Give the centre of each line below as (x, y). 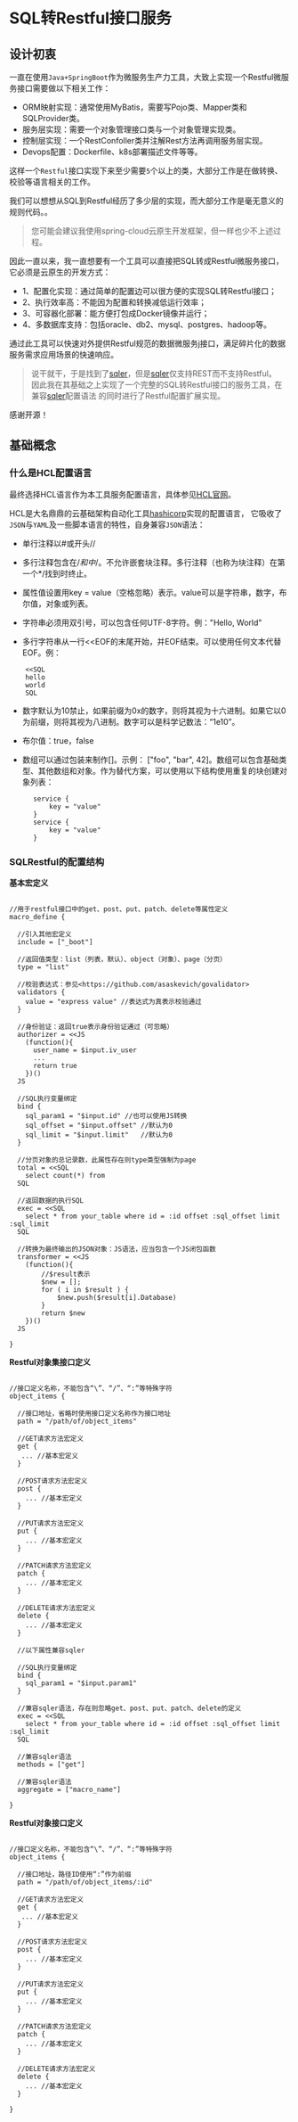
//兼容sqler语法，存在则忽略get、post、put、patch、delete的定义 (129, 1708)
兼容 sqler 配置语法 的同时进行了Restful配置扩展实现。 (128, 396)
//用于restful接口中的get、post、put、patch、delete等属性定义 (119, 909)
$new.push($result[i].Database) (117, 1297)
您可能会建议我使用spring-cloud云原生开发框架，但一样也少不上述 (152, 231)
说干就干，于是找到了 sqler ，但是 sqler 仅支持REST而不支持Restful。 (154, 374)
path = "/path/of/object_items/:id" (85, 1882)
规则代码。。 (31, 212)
